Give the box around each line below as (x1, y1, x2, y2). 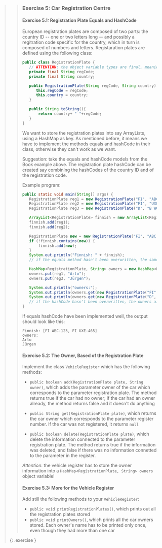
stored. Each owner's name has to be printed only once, (29, 522, 147, 528)
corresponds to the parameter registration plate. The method (29, 390, 157, 396)
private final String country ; (29, 74, 95, 79)
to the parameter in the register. (29, 453, 96, 459)
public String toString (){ (29, 107, 87, 112)
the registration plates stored (29, 511, 90, 518)
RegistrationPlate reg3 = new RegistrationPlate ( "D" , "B (29, 206, 152, 211)
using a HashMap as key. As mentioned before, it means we (22, 135, 147, 141)
